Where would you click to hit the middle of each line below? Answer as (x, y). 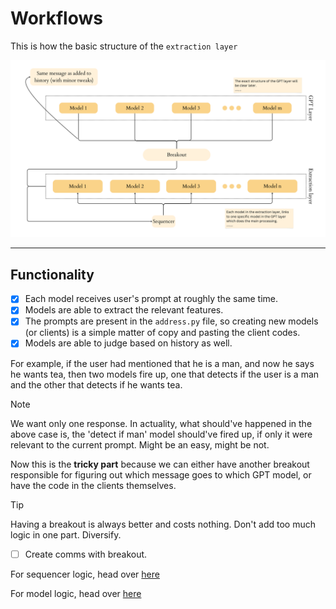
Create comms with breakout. (86, 554)
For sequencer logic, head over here (85, 574)
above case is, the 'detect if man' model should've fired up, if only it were (161, 434)
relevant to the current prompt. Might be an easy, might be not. (140, 444)
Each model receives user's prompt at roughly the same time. (151, 299)
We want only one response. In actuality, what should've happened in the (161, 423)
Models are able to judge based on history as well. (128, 343)
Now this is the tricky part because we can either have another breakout (160, 464)
